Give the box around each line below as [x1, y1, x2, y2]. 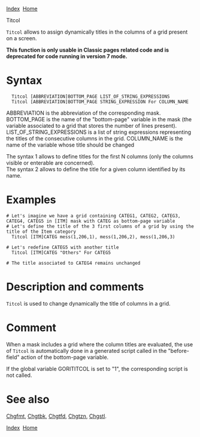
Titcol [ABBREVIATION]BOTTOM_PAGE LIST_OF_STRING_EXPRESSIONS [11, 93, 170, 100]
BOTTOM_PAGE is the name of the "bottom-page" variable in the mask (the [6, 115, 192, 122]
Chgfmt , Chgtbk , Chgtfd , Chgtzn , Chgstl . [6, 412, 107, 420]
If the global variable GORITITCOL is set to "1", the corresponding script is [6, 365, 189, 372]
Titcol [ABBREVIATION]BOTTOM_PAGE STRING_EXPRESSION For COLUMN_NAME [11, 98, 189, 104]
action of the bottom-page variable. [20, 354, 109, 361]
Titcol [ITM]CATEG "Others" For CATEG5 [11, 249, 111, 256]
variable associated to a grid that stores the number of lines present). [6, 122, 177, 129]
